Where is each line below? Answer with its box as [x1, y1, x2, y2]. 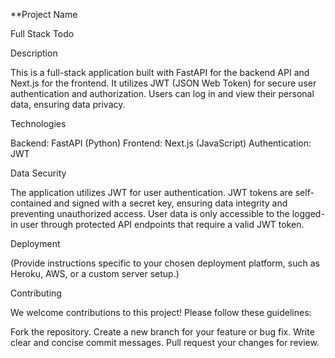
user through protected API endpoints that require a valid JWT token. [19, 219, 305, 230]
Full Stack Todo [10, 28, 75, 39]
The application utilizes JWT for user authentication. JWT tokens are [10, 187, 293, 198]
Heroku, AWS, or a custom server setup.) [10, 268, 180, 279]
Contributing [10, 287, 62, 299]
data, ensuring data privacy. [10, 99, 126, 110]
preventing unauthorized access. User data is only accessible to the [10, 208, 290, 219]
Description [10, 47, 58, 59]
